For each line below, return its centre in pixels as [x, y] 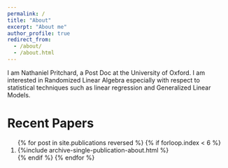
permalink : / [26, 14]
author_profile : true [39, 33]
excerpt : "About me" [37, 27]
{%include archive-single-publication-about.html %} [93, 150]
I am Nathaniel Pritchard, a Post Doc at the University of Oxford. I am [106, 72]
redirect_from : [29, 40]
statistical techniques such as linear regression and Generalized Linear [109, 87]
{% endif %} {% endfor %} [56, 157]
